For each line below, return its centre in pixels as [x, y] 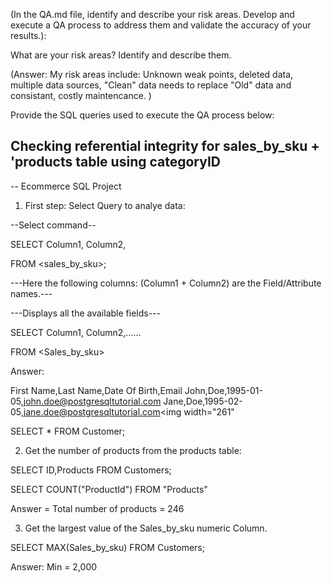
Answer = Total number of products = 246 [97, 508]
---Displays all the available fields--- [85, 313]
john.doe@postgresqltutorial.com [92, 401]
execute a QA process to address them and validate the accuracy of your [161, 25]
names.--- [31, 293]
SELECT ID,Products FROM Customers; [91, 470]
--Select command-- [53, 225]
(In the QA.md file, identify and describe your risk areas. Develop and [152, 14]
